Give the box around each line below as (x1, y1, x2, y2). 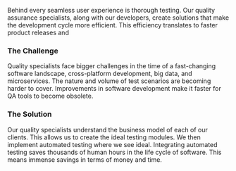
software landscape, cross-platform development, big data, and (7, 70, 192, 78)
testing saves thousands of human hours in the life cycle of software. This (7, 148, 222, 156)
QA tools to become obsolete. (7, 91, 94, 101)
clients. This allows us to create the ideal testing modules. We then (7, 133, 201, 141)
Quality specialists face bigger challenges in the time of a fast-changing (7, 62, 216, 70)
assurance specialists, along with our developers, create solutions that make (7, 13, 230, 22)
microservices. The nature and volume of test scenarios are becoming (7, 77, 211, 85)
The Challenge (7, 46, 58, 56)
